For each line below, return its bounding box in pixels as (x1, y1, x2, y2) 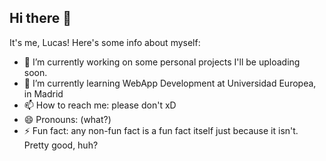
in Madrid (23, 87, 64, 100)
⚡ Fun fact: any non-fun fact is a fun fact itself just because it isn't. (23, 124, 299, 136)
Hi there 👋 (9, 10, 72, 27)
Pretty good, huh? (23, 139, 99, 151)
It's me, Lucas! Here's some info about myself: (9, 36, 201, 48)
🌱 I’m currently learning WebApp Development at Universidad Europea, (23, 77, 317, 89)
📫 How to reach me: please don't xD (23, 99, 177, 111)
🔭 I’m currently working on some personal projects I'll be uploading (23, 56, 301, 68)
